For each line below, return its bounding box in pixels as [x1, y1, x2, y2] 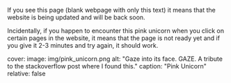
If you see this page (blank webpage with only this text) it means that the [7, 6, 216, 14]
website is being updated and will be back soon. [7, 13, 145, 21]
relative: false [7, 69, 46, 77]
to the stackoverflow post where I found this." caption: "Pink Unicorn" [7, 62, 207, 70]
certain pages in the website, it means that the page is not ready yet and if [7, 34, 221, 42]
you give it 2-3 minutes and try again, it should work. [7, 41, 159, 49]
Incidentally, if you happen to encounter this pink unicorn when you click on [7, 27, 225, 35]
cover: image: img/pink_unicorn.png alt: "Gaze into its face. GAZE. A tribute [7, 55, 223, 63]
